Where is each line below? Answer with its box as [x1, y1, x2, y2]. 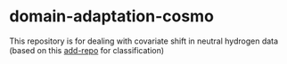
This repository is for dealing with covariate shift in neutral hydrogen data [9, 36, 279, 46]
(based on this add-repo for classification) [9, 44, 165, 55]
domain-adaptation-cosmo [9, 6, 214, 27]
